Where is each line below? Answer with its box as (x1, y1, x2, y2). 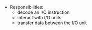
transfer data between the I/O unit (17, 20, 87, 26)
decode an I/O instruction (17, 9, 70, 15)
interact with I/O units (17, 15, 62, 20)
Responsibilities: (9, 4, 44, 10)
